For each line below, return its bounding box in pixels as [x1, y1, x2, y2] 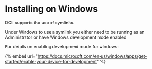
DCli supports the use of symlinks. [5, 20, 75, 25]
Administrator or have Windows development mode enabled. [5, 34, 128, 40]
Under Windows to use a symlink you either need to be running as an [5, 29, 145, 35]
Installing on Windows [5, 3, 98, 15]
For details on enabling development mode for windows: [5, 44, 119, 49]
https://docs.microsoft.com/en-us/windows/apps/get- [37, 53, 147, 59]
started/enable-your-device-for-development [5, 58, 97, 64]
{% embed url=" [5, 53, 38, 59]
